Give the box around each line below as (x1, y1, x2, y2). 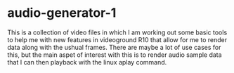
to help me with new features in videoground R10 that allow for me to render (7, 35, 227, 44)
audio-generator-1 (7, 5, 117, 21)
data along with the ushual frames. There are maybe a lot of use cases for (7, 43, 221, 51)
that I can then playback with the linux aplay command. (7, 58, 167, 66)
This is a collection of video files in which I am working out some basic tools (7, 28, 228, 36)
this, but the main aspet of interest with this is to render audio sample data (7, 51, 223, 59)
